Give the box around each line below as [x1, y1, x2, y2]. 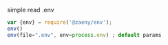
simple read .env [7, 6, 54, 14]
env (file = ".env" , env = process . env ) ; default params [7, 31, 162, 38]
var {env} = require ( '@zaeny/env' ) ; [7, 19, 112, 26]
